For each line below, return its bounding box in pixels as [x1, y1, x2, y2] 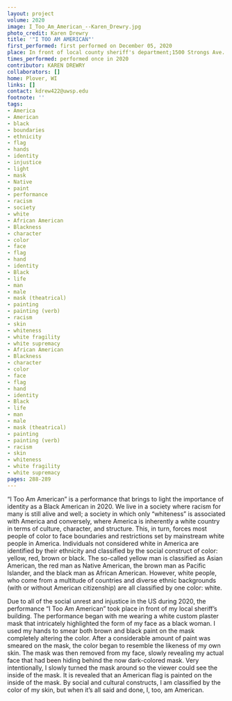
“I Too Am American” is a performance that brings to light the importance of [7, 494, 224, 503]
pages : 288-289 [7, 476, 51, 483]
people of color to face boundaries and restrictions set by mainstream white [7, 531, 224, 540]
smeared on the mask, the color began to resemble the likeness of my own [7, 641, 221, 650]
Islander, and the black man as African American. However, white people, [7, 568, 217, 577]
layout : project [7, 10, 54, 17]
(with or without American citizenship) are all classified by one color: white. [7, 583, 222, 592]
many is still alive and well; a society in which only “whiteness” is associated [7, 509, 226, 518]
